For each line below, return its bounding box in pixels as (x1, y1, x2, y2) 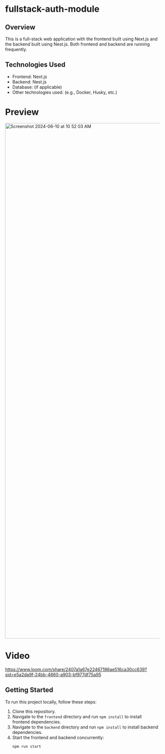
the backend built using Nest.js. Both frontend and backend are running (5, 41, 150, 47)
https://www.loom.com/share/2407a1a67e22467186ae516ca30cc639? (5, 666, 147, 672)
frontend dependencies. (12, 719, 61, 725)
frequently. (5, 47, 27, 52)
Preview (5, 107, 39, 117)
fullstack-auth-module (5, 3, 100, 15)
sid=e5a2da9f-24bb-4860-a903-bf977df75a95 (5, 672, 102, 677)
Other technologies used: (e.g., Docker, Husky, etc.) (12, 89, 117, 95)
